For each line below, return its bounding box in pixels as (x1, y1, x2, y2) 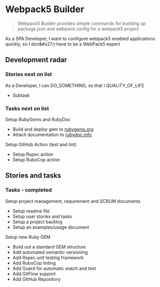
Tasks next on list (5, 105, 49, 112)
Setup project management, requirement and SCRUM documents (5, 198, 141, 204)
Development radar (5, 56, 67, 64)
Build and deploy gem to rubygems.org (12, 126, 94, 132)
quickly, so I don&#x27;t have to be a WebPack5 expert (5, 41, 120, 47)
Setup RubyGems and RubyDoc (5, 116, 71, 122)
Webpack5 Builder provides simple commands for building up (17, 20, 146, 26)
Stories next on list (5, 71, 52, 78)
